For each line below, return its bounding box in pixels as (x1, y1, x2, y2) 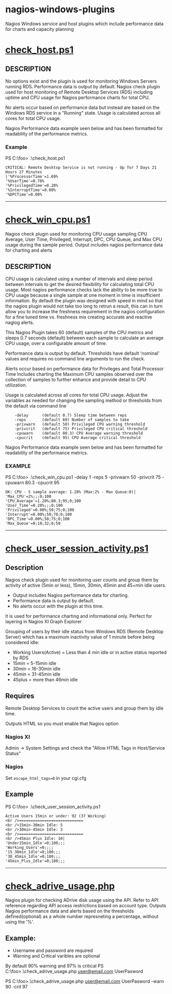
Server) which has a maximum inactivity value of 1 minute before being (5, 634, 155, 640)
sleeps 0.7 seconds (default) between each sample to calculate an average (5, 335, 164, 341)
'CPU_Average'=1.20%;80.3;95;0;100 (5, 499, 81, 504)
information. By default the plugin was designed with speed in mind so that (5, 297, 163, 303)
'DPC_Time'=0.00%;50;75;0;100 (5, 517, 70, 522)
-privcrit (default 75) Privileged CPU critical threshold (14, 426, 147, 431)
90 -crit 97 (5, 984, 28, 990)
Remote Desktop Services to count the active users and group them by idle (5, 705, 164, 712)
